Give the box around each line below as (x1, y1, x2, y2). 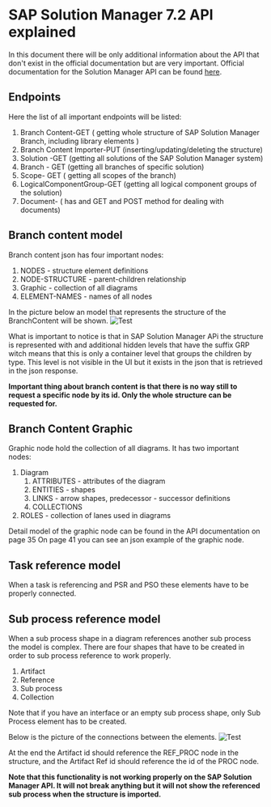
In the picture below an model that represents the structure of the (8, 307, 227, 316)
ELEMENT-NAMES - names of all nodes (19, 291, 152, 301)
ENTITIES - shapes (32, 485, 95, 495)
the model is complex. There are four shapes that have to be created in (8, 642, 245, 652)
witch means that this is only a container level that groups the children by (8, 348, 252, 358)
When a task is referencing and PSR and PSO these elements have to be (8, 580, 249, 590)
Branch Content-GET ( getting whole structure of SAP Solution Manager (19, 127, 260, 137)
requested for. (8, 398, 58, 408)
